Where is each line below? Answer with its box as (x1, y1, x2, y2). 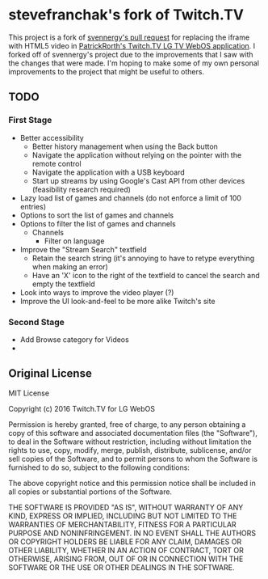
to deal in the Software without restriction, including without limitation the (8, 437, 252, 446)
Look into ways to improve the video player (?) (19, 287, 174, 297)
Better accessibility (19, 133, 85, 142)
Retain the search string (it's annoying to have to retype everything (31, 253, 255, 263)
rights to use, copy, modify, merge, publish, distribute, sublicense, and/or (8, 445, 252, 454)
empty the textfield (31, 279, 95, 289)
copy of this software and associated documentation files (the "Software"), (8, 428, 258, 437)
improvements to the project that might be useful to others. (8, 66, 204, 76)
